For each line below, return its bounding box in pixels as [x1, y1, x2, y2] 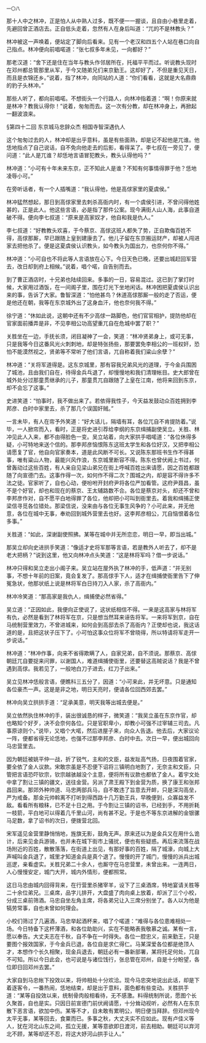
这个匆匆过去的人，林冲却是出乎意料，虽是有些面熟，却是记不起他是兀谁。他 [6, 136, 200, 143]
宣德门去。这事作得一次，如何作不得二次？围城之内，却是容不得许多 [22, 471, 194, 479]
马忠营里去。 [6, 742, 39, 750]
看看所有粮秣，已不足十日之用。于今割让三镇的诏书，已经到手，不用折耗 [17, 802, 200, 808]
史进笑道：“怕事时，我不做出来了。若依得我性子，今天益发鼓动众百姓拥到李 [6, 397, 197, 404]
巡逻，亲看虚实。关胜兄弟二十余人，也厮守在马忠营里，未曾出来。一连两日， [6, 861, 200, 867]
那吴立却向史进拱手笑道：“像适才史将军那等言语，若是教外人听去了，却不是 [6, 544, 197, 551]
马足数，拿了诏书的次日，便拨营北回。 [6, 817, 103, 824]
